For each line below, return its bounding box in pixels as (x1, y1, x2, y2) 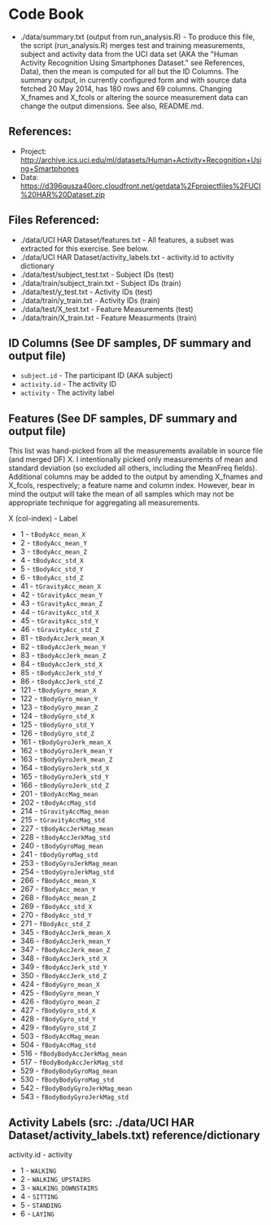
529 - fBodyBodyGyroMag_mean (20, 1066, 118, 1076)
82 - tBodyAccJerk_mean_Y (20, 642, 107, 652)
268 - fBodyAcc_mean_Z (20, 893, 96, 902)
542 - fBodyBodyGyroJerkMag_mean (20, 1083, 133, 1093)
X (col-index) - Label (8, 514, 78, 524)
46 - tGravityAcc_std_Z (20, 625, 99, 634)
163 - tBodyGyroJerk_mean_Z (20, 754, 113, 764)
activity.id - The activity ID (20, 380, 116, 389)
